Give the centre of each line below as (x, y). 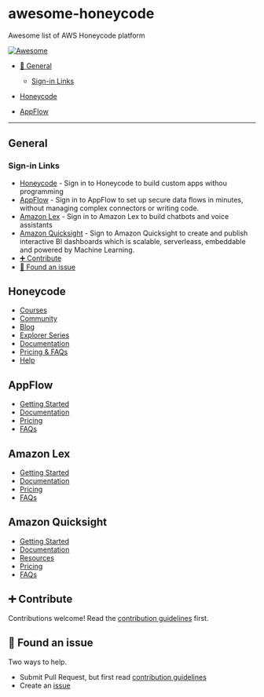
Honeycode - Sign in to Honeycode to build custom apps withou (123, 183)
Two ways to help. (38, 662)
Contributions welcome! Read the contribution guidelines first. (108, 618)
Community (38, 319)
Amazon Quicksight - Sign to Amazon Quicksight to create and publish (134, 233)
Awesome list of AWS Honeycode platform (77, 35)
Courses (33, 310)
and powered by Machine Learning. (77, 250)
